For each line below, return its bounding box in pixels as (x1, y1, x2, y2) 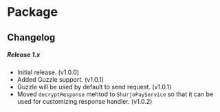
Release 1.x (7, 51, 41, 59)
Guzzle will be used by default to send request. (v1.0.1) (16, 82, 172, 91)
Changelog (7, 32, 56, 43)
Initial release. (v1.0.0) (16, 68, 80, 76)
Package (7, 4, 58, 20)
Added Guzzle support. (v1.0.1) (16, 75, 104, 83)
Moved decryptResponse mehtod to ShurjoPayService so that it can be (16, 90, 214, 98)
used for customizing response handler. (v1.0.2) (16, 97, 153, 105)
